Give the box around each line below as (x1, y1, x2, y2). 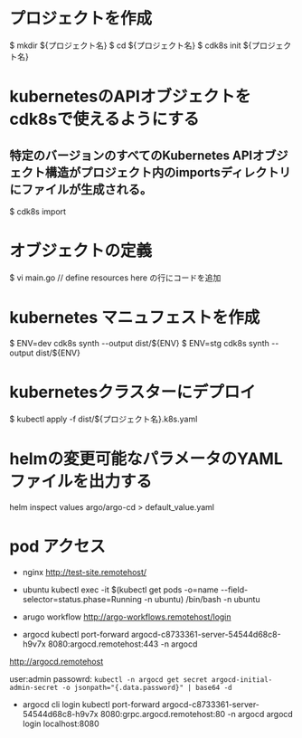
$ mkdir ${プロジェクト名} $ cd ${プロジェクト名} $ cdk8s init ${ (9, 40, 252, 51)
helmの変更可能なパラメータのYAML (9, 449, 283, 468)
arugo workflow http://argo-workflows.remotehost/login (22, 611, 232, 622)
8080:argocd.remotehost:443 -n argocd (48, 639, 198, 649)
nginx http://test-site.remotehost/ (22, 566, 147, 577)
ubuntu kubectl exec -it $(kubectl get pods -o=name (22, 584, 219, 595)
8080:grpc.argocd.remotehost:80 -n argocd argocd (99, 708, 294, 719)
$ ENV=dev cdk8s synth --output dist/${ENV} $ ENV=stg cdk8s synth (9, 337, 269, 348)
